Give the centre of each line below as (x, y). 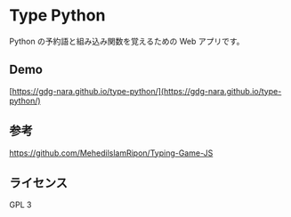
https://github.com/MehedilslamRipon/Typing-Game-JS (111, 153)
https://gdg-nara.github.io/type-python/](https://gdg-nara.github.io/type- (147, 91)
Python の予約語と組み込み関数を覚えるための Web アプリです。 (127, 41)
